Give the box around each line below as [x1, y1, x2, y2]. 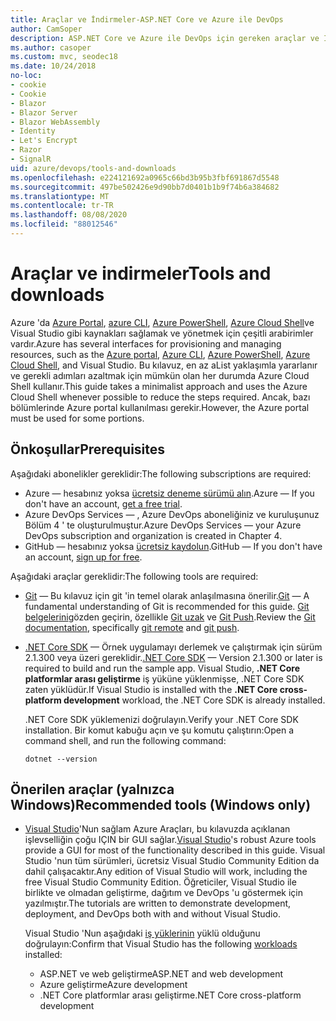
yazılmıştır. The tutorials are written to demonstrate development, [24, 897, 292, 910]
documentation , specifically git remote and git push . [24, 621, 240, 633]
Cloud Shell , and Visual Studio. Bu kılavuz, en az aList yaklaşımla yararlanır [10, 359, 318, 371]
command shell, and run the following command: [24, 734, 227, 746]
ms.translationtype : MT [10, 191, 110, 201]
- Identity [10, 126, 56, 136]
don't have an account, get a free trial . [24, 497, 183, 510]
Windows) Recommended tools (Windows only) [10, 797, 312, 814]
